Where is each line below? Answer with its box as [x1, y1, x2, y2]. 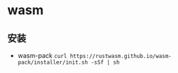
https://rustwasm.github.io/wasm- [69, 52, 172, 60]
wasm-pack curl [17, 52, 67, 60]
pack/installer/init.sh [17, 59, 89, 66]
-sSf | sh [91, 59, 120, 66]
